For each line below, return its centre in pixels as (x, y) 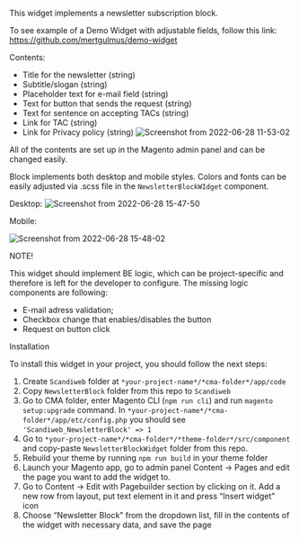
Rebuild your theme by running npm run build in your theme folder (145, 458)
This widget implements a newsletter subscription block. (114, 13)
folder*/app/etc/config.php (75, 420)
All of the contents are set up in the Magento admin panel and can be (137, 149)
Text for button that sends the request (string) (107, 103)
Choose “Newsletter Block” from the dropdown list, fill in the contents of (156, 515)
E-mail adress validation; (68, 310)
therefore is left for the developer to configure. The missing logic (129, 283)
